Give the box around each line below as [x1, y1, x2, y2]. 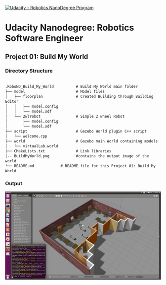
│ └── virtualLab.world [5, 143, 58, 148]
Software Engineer [5, 33, 83, 44]
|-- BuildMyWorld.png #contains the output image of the [5, 153, 149, 158]
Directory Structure [5, 67, 53, 74]
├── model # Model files [5, 89, 105, 94]
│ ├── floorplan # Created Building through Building [5, 94, 154, 99]
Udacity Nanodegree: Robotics [5, 22, 134, 33]
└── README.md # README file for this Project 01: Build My [5, 163, 156, 168]
